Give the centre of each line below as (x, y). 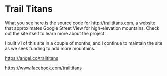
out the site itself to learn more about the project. (55, 33)
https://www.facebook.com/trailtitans (44, 68)
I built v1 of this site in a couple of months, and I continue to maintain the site (84, 43)
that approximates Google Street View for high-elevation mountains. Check (82, 28)
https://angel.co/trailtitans (32, 58)
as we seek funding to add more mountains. (50, 48)
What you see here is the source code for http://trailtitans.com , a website (80, 23)
